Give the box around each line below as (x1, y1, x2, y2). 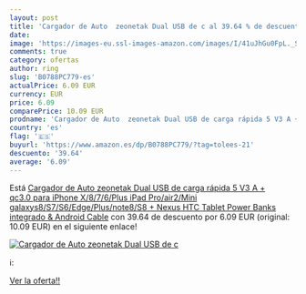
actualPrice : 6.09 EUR (9, 81, 96, 90)
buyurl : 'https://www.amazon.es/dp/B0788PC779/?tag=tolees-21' (9, 140, 255, 149)
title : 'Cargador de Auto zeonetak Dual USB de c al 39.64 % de (9, 22, 262, 31)
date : (9, 30, 30, 39)
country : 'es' (9, 124, 64, 133)
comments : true (9, 47, 67, 56)
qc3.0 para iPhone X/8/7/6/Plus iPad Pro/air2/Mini (9, 192, 198, 203)
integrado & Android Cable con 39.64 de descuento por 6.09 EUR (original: (9, 211, 291, 222)
